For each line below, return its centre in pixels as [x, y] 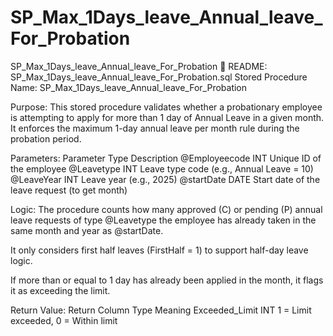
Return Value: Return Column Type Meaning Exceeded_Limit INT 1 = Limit [161, 310]
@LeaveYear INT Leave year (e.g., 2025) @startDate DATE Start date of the [165, 179]
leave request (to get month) [69, 190]
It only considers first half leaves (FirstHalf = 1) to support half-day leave [159, 250]
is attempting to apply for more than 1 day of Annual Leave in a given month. [167, 117]
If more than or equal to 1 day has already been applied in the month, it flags [167, 280]
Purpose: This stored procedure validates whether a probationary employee [166, 107]
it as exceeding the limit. [60, 290]
